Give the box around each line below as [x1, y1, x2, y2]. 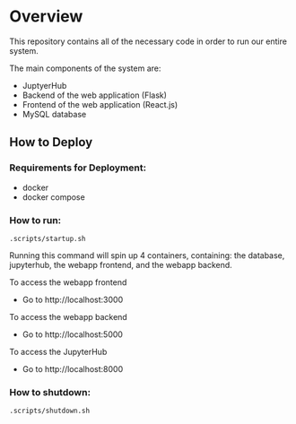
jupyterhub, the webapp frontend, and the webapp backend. [9, 259, 233, 270]
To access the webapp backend [9, 311, 127, 322]
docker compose [22, 191, 85, 203]
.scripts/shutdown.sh [9, 406, 91, 416]
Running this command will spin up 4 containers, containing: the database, [9, 249, 285, 261]
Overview [9, 6, 83, 27]
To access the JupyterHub [9, 346, 108, 357]
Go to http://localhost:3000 [22, 294, 124, 305]
